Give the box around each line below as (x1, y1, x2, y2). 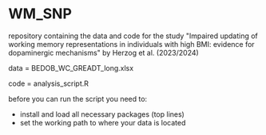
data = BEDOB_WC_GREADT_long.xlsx (8, 63, 134, 72)
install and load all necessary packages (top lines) (19, 109, 185, 119)
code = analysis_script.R (8, 79, 89, 88)
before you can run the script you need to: (8, 94, 148, 103)
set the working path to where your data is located (19, 118, 186, 127)
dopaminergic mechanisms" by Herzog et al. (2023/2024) (8, 48, 200, 57)
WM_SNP (8, 5, 72, 23)
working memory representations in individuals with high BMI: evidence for (8, 39, 255, 48)
